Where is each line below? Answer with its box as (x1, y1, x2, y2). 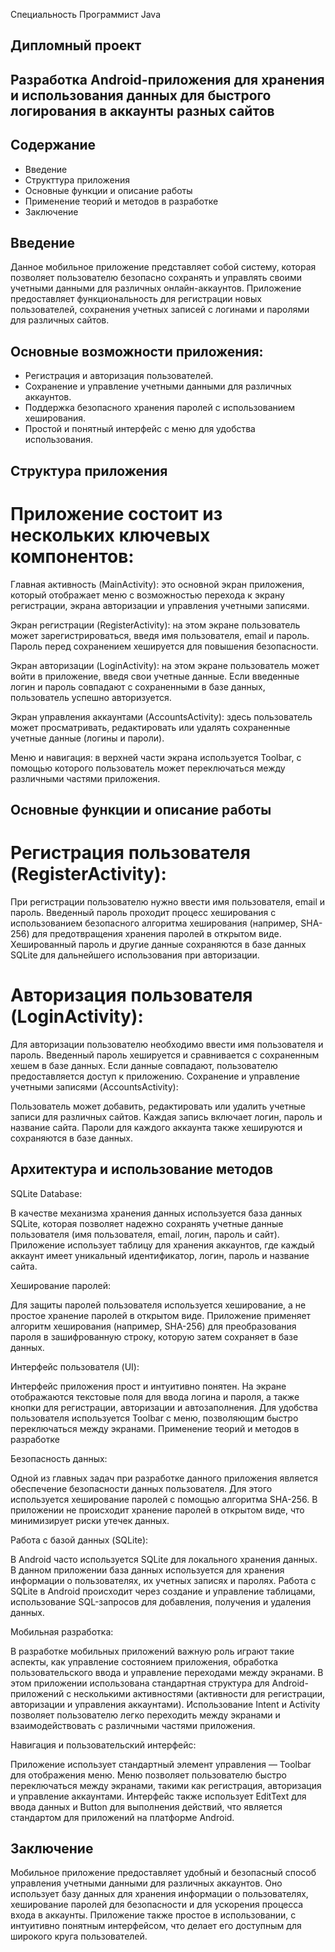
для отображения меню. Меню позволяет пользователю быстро (10, 1769, 287, 1781)
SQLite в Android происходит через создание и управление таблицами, (10, 1585, 316, 1597)
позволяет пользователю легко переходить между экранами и (10, 1709, 281, 1721)
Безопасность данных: (10, 1452, 108, 1464)
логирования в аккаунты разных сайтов (10, 102, 275, 119)
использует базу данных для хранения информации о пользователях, (10, 1888, 309, 1900)
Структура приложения (10, 462, 168, 479)
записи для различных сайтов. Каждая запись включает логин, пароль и (10, 1110, 323, 1123)
